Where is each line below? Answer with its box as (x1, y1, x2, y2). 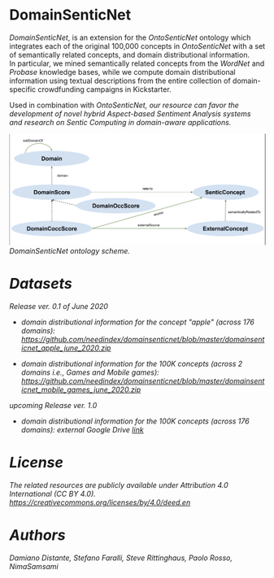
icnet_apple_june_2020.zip (20, 343, 111, 353)
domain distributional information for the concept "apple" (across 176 (20, 317, 255, 327)
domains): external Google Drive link (20, 424, 145, 434)
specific (9, 84, 37, 94)
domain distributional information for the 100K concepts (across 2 (20, 359, 243, 368)
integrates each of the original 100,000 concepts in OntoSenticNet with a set (9, 41, 266, 50)
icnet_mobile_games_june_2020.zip (20, 385, 141, 394)
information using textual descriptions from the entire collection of (9, 76, 231, 85)
